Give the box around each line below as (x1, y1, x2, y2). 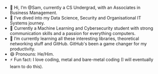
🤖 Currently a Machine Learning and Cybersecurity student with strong (9, 25, 154, 31)
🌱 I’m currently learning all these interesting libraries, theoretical (9, 36, 139, 41)
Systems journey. (9, 20, 45, 26)
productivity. (9, 46, 36, 52)
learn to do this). (9, 64, 43, 69)
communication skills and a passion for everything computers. (9, 31, 136, 36)
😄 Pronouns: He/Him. (9, 51, 54, 57)
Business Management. (9, 10, 57, 16)
